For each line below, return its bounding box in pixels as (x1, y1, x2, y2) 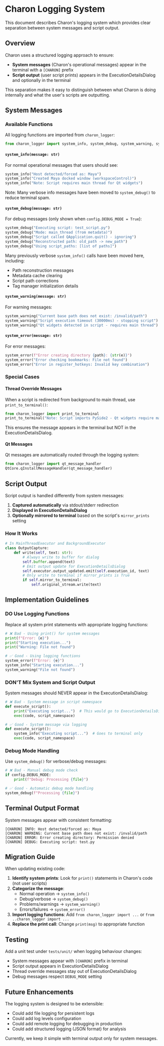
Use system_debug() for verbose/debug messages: (5, 759, 107, 765)
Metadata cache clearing (12, 272, 62, 278)
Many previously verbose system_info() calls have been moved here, (5, 253, 145, 258)
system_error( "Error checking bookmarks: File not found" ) (5, 357, 128, 362)
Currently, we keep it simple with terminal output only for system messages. (5, 1035, 158, 1041)
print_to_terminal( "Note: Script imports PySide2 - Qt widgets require (5, 416, 154, 421)
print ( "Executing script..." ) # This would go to (14, 709, 119, 714)
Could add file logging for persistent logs (12, 1010, 95, 1016)
